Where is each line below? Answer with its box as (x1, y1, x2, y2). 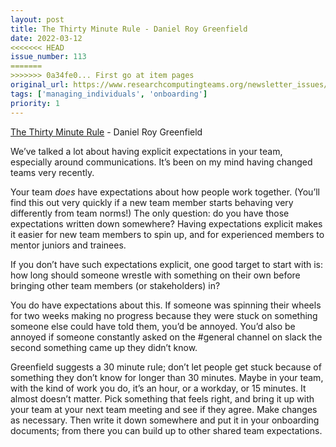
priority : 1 (10, 98, 60, 108)
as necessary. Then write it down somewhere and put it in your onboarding (10, 414, 320, 426)
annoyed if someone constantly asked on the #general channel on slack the (10, 331, 323, 343)
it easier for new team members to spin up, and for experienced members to (10, 228, 325, 240)
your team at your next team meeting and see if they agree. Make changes (10, 403, 318, 415)
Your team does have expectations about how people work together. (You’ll (10, 186, 320, 198)
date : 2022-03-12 (10, 33, 83, 43)
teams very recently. (10, 166, 95, 178)
